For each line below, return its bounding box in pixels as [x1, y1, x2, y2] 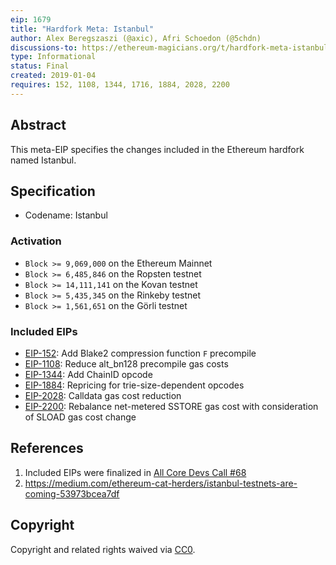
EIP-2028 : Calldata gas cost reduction [24, 389, 182, 401]
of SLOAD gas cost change [24, 411, 137, 423]
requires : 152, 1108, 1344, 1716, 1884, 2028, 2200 [10, 80, 230, 90]
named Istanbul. [10, 154, 77, 166]
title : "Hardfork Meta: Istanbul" [10, 24, 155, 34]
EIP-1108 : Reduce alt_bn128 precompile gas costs [24, 357, 229, 370]
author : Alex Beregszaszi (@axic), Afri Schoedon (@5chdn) [10, 33, 262, 43]
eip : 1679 [10, 14, 52, 25]
